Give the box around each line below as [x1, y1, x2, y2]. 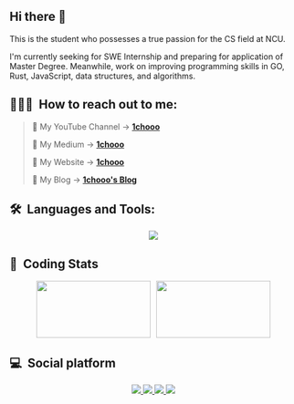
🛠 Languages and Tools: [9, 202, 155, 217]
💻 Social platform [9, 355, 116, 370]
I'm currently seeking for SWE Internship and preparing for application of [9, 51, 284, 62]
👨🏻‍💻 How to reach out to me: [9, 97, 178, 112]
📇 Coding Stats [9, 256, 99, 272]
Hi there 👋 [9, 9, 67, 25]
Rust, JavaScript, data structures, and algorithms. [9, 70, 196, 81]
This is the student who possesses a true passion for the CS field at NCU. [9, 33, 286, 44]
